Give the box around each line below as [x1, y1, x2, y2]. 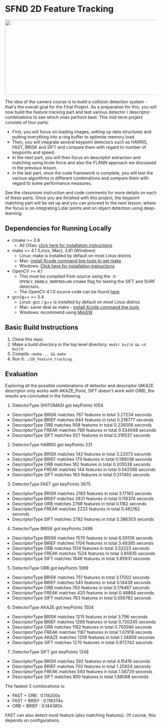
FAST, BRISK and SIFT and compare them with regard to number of [12, 144, 147, 150]
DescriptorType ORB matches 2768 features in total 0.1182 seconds [12, 501, 147, 507]
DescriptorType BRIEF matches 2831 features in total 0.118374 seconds [12, 496, 154, 502]
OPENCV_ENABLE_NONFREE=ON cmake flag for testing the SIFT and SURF [19, 278, 156, 284]
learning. [5, 210, 23, 216]
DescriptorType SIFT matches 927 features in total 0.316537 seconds [12, 432, 150, 438]
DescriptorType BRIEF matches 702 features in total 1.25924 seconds [12, 664, 151, 669]
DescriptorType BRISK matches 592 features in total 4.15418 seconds [12, 658, 150, 665]
